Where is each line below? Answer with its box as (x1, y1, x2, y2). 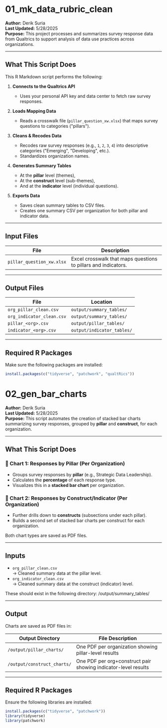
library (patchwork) (5, 718, 46, 724)
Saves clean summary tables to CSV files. (19, 202, 105, 208)
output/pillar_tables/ (71, 321, 125, 327)
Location (91, 299, 113, 306)
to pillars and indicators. (71, 261, 127, 268)
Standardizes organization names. (19, 153, 90, 159)
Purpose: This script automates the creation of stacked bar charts (5, 415, 141, 421)
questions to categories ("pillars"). (19, 123, 90, 129)
